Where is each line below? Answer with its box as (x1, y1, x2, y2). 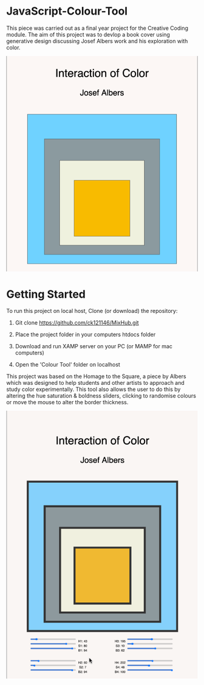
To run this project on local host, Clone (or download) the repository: (6, 307, 178, 315)
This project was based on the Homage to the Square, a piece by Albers (6, 373, 186, 380)
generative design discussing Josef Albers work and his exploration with (6, 37, 188, 44)
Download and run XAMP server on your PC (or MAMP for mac (15, 343, 173, 350)
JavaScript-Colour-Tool (6, 4, 128, 18)
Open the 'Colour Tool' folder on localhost (15, 361, 120, 368)
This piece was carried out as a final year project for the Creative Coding (6, 24, 188, 32)
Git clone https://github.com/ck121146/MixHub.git (15, 319, 139, 326)
